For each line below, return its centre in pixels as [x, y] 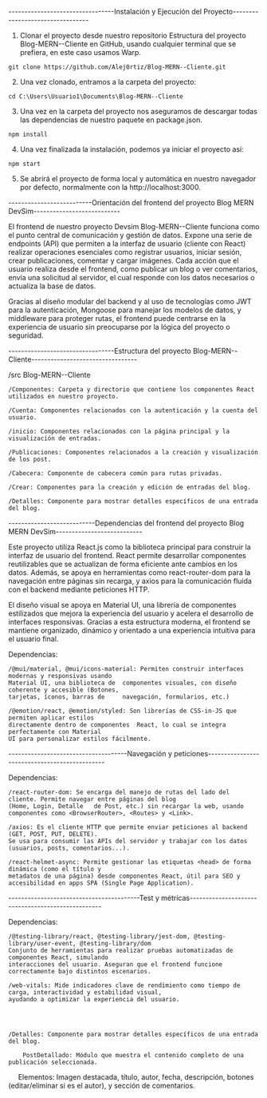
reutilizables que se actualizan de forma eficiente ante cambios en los [123, 564]
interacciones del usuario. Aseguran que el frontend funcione [116, 965]
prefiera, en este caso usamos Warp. [80, 52]
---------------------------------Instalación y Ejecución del [105, 12]
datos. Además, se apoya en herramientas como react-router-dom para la [130, 573]
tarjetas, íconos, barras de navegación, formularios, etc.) [119, 697]
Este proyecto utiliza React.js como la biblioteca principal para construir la [130, 547]
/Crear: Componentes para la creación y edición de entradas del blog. [130, 487]
